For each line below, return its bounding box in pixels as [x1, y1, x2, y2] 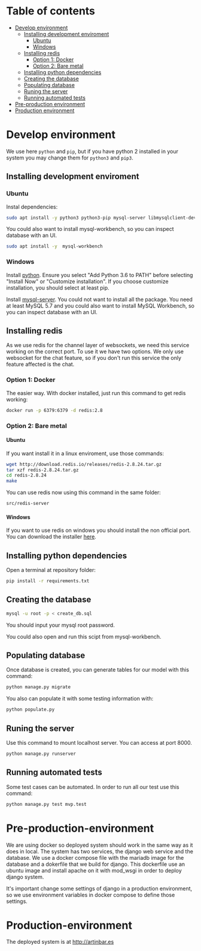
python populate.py [6, 706, 55, 713]
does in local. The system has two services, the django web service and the [6, 847, 193, 855]
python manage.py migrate [6, 684, 71, 690]
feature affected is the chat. [6, 361, 75, 368]
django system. [6, 873, 44, 880]
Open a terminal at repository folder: [6, 567, 96, 574]
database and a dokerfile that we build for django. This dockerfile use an [6, 860, 185, 868]
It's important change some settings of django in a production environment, [6, 884, 193, 892]
